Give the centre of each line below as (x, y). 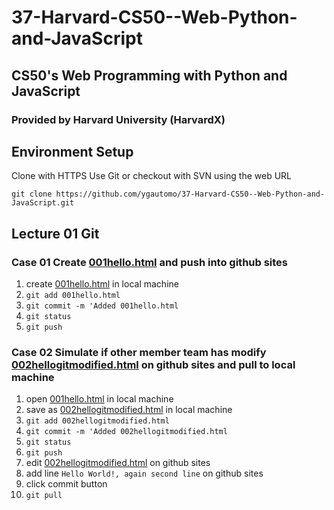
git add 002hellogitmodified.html (97, 421)
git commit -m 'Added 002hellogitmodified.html (126, 432)
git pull (44, 496)
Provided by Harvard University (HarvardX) (118, 119)
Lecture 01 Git (55, 233)
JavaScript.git (43, 203)
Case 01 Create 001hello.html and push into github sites (150, 262)
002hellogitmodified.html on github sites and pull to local (153, 364)
